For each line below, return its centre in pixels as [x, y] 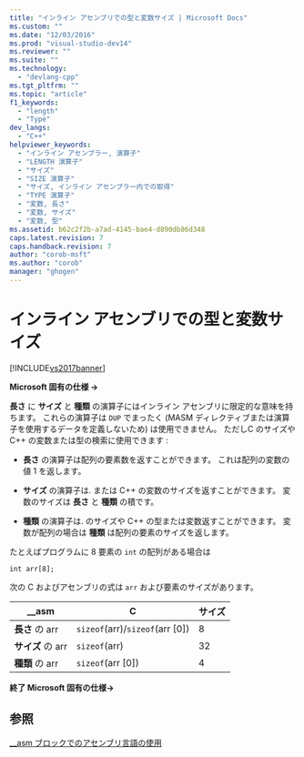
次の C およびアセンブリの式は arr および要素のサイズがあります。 [134, 587]
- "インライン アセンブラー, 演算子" [79, 153]
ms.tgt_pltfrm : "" [44, 86]
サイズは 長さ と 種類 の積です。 [99, 501]
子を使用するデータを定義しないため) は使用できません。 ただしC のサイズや [152, 429]
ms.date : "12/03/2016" [52, 35]
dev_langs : [30, 128]
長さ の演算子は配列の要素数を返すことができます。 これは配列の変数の [156, 459]
